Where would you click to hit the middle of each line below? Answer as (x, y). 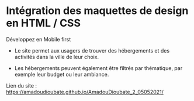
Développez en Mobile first (39, 39)
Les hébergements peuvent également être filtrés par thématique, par (98, 68)
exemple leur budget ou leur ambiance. (62, 74)
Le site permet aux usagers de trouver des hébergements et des (92, 50)
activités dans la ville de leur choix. (57, 57)
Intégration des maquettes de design (97, 11)
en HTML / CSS (43, 23)
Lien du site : (21, 85)
